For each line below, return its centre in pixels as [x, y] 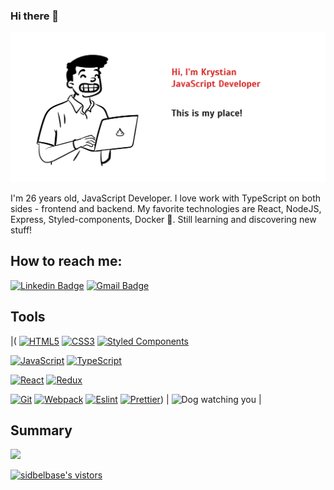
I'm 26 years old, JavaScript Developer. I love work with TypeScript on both [166, 198]
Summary [41, 430]
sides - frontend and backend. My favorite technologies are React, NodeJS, [166, 208]
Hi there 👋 [35, 16]
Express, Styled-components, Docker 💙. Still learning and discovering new [163, 219]
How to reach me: [66, 261]
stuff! [21, 230]
